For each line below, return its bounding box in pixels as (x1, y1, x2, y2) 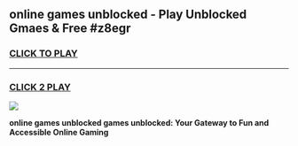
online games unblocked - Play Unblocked (9, 7, 247, 22)
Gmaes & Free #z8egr (9, 21, 131, 36)
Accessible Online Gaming (9, 127, 109, 137)
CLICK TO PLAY (9, 48, 78, 60)
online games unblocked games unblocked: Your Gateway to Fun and (9, 117, 270, 127)
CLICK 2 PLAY (9, 81, 71, 93)
